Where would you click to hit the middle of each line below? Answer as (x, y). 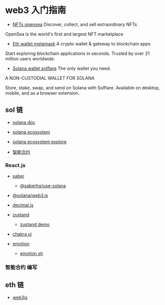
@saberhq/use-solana (43, 186)
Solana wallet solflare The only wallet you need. (61, 68)
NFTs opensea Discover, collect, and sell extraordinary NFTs (75, 24)
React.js (15, 165)
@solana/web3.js (30, 196)
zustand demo (35, 225)
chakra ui (22, 234)
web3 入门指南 (36, 10)
